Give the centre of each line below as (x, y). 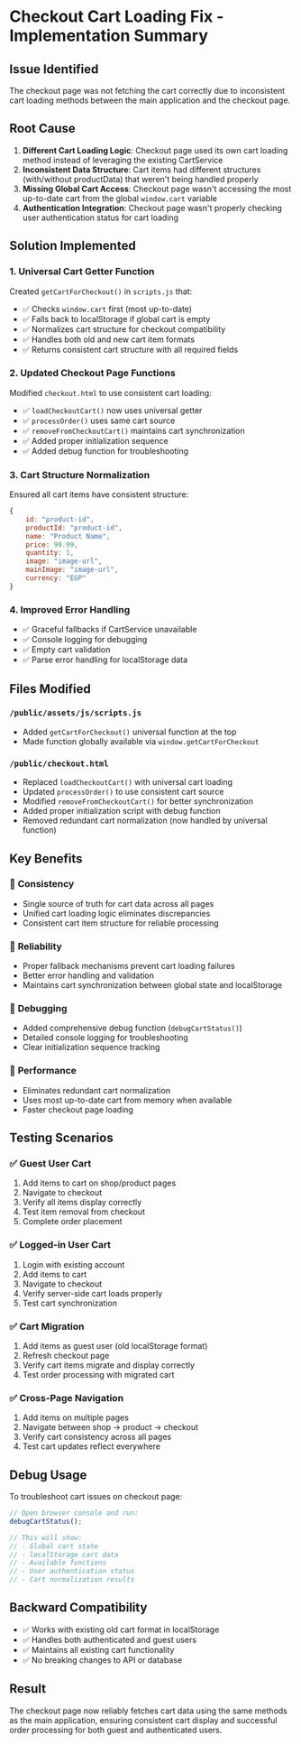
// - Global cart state (54, 1546)
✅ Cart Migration (47, 1326)
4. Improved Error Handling (70, 609)
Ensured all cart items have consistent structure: (99, 494)
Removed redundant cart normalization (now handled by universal (145, 821)
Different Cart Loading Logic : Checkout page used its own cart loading (155, 150)
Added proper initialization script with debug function (121, 811)
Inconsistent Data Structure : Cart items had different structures (141, 170)
